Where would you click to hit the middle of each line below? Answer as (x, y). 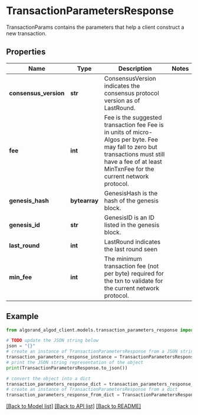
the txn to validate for (133, 281)
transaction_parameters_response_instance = (62, 357)
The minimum (123, 258)
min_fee (21, 277)
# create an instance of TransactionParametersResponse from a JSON (92, 351)
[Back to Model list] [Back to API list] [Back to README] (74, 406)
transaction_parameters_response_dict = (57, 384)
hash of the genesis (131, 200)
